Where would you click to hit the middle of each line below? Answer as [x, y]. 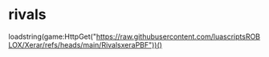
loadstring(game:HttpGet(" [52, 36]
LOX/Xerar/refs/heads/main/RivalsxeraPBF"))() [86, 44]
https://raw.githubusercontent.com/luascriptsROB [178, 36]
